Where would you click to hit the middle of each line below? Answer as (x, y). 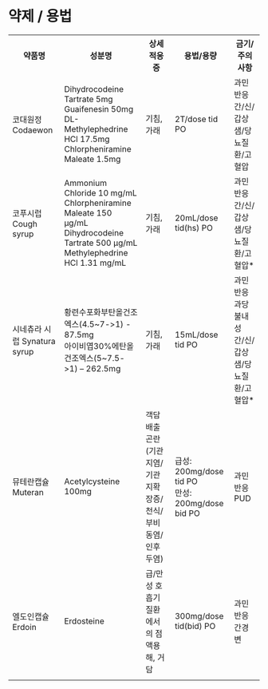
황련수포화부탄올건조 (100, 312)
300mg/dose (199, 616)
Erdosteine (84, 621)
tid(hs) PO (193, 228)
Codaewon (33, 130)
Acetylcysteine (92, 481)
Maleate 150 (88, 212)
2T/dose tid (196, 119)
